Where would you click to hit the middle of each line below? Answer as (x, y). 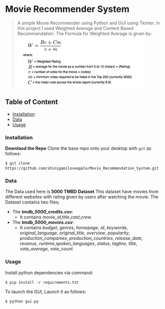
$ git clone (17, 163)
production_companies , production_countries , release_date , (81, 238)
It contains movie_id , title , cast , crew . (56, 217)
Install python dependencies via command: (49, 273)
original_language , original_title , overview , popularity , (75, 233)
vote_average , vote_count (46, 249)
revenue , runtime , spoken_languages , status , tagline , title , (79, 244)
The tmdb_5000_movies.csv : (43, 222)
